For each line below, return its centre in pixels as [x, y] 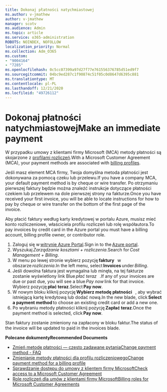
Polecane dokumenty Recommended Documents [56, 338]
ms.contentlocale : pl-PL [31, 83]
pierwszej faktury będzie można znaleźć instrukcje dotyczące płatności [78, 188]
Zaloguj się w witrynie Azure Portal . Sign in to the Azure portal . [76, 244]
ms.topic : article [24, 33]
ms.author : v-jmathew [28, 14]
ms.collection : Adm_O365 [31, 51]
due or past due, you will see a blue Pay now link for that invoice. [79, 282]
